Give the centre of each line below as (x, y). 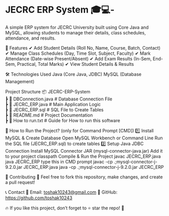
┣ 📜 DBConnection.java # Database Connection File (59, 99)
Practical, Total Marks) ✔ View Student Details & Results (75, 64)
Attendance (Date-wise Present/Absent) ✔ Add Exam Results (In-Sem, (78, 58)
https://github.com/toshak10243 (39, 198)
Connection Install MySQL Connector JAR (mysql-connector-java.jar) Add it (84, 151)
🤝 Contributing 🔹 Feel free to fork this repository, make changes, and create (84, 177)
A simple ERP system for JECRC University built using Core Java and (77, 27)
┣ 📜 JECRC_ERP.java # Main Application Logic (53, 104)
